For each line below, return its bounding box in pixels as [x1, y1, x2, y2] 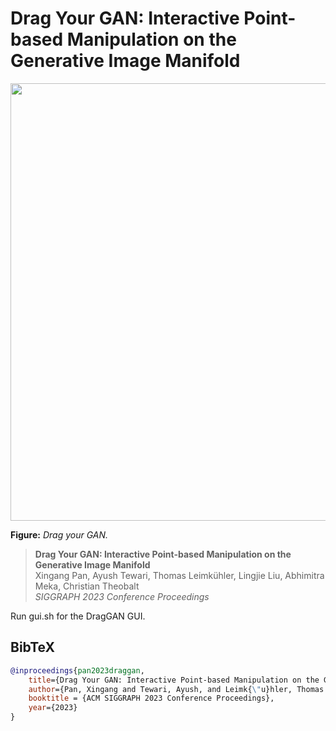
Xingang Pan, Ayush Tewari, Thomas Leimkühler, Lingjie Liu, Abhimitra [34, 569, 325, 581]
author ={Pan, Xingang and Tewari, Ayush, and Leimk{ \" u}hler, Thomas [28, 684, 325, 694]
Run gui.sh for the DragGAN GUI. [10, 610, 146, 622]
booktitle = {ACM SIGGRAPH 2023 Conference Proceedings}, [28, 693, 275, 704]
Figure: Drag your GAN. [10, 528, 109, 541]
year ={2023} [28, 703, 78, 713]
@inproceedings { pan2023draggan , [10, 665, 145, 676]
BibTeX [10, 639, 55, 656]
